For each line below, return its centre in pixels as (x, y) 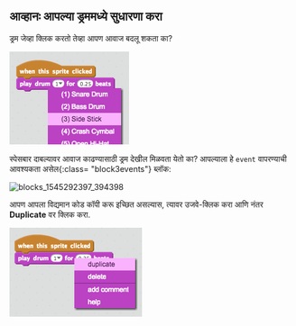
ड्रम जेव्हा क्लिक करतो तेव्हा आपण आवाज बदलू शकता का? (91, 38)
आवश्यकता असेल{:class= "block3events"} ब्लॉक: (90, 168)
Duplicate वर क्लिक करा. (50, 214)
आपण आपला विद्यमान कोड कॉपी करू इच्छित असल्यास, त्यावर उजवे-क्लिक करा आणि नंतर (136, 204)
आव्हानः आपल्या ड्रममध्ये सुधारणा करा (86, 17)
